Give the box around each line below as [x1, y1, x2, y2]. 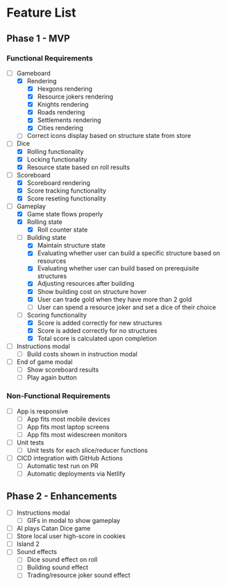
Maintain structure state [37, 241, 106, 250]
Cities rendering [37, 123, 84, 132]
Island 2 [16, 540, 40, 549]
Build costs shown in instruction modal [26, 350, 138, 358]
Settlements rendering [37, 116, 101, 124]
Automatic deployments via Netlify [26, 469, 126, 478]
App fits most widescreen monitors [26, 430, 128, 438]
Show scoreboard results [26, 365, 99, 374]
